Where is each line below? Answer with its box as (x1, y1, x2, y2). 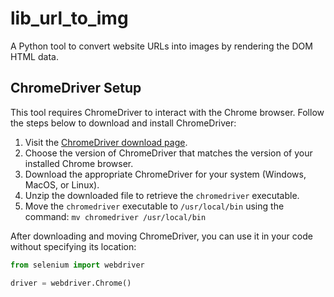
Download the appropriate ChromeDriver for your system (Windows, (24, 168, 307, 180)
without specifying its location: (10, 240, 137, 252)
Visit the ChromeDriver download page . (24, 136, 188, 148)
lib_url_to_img (10, 7, 129, 30)
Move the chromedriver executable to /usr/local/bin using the (24, 200, 285, 212)
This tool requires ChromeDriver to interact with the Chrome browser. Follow (10, 106, 325, 118)
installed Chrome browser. (24, 157, 134, 169)
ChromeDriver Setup (10, 80, 142, 97)
